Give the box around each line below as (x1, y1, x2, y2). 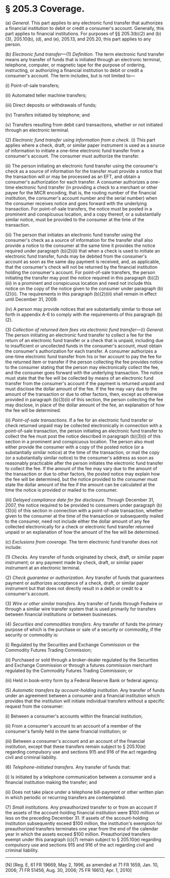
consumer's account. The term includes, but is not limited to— (5, 72, 135, 78)
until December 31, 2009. (5, 296, 58, 302)
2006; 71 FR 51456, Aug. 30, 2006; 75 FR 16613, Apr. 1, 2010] (5, 867, 132, 873)
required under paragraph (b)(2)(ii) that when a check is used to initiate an (5, 247, 160, 254)
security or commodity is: (5, 632, 59, 638)
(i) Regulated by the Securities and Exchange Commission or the (5, 641, 140, 648)
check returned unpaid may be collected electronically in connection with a (5, 422, 162, 428)
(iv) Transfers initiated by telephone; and (5, 112, 90, 118)
